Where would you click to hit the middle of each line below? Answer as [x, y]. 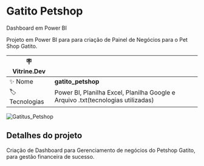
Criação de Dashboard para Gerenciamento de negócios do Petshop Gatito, [101, 150]
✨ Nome [21, 81]
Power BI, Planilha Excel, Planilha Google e [115, 93]
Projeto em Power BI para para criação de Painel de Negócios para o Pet [97, 39]
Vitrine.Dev [29, 71]
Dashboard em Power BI [37, 28]
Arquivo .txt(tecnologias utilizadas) [104, 100]
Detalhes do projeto [44, 135]
